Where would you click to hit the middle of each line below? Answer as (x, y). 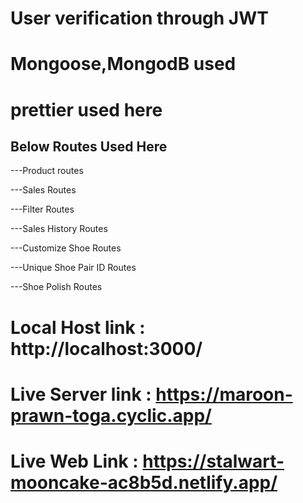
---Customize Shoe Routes (66, 248)
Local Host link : (78, 327)
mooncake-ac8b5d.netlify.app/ (144, 482)
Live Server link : (81, 394)
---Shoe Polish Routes (56, 287)
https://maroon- (224, 394)
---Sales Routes (43, 190)
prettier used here (86, 109)
